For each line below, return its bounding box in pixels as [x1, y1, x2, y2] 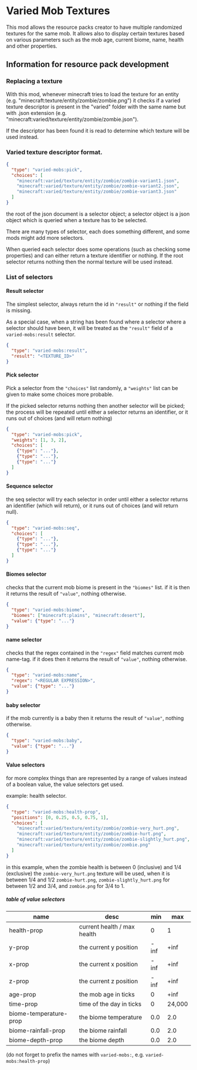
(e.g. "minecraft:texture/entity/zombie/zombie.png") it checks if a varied [6, 97, 181, 104]
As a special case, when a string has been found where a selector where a [6, 318, 186, 325]
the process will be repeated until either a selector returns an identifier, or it [6, 408, 188, 415]
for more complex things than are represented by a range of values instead [6, 774, 188, 781]
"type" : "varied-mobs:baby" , [11, 738, 83, 744]
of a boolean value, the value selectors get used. [6, 781, 124, 788]
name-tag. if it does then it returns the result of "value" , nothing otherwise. [6, 655, 188, 662]
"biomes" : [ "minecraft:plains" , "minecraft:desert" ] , [11, 612, 145, 618]
